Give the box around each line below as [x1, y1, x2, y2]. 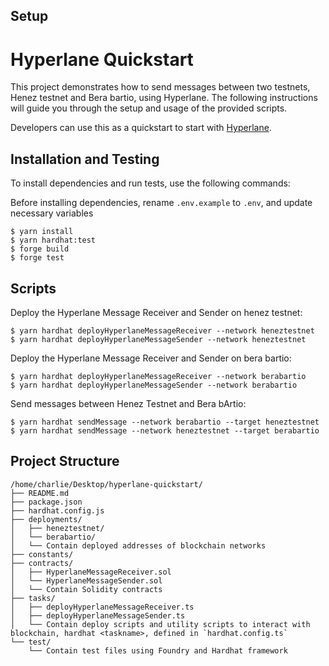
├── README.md [10, 488, 70, 498]
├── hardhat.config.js [10, 505, 105, 516]
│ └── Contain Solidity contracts [10, 584, 163, 594]
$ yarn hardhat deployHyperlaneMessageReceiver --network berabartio [10, 371, 307, 381]
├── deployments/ [10, 514, 83, 524]
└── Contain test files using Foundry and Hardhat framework [28, 645, 288, 656]
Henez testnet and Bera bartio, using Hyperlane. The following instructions [10, 92, 318, 104]
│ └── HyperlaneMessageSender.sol [10, 575, 163, 586]
